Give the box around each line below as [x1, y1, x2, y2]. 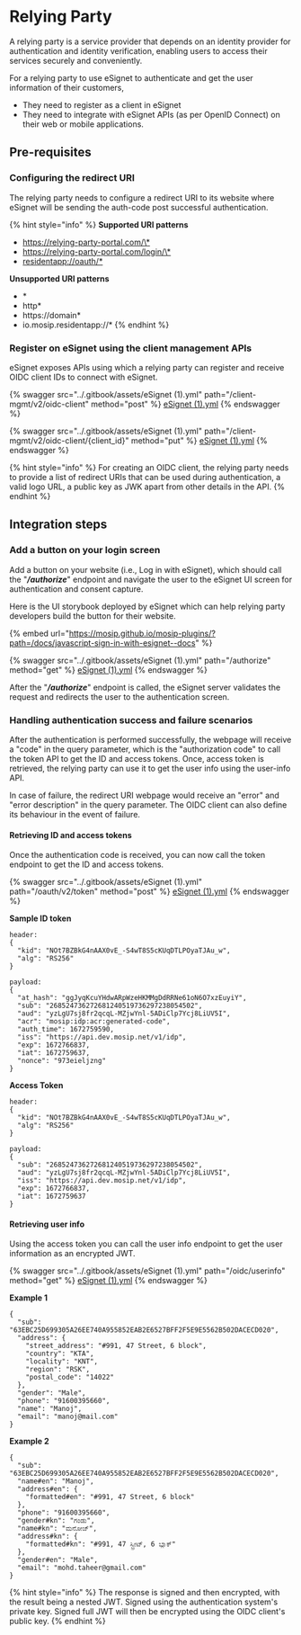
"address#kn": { [17, 1532, 78, 1541]
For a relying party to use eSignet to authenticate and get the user [9, 72, 253, 83]
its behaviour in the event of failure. [9, 809, 141, 819]
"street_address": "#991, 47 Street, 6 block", [25, 1342, 207, 1351]
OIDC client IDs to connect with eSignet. [9, 371, 158, 382]
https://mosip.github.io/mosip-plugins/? [68, 628, 216, 639]
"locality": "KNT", [25, 1357, 99, 1366]
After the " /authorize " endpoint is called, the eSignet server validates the [9, 682, 281, 692]
